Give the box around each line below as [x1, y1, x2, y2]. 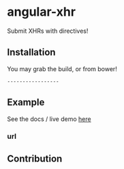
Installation [7, 47, 56, 58]
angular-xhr [7, 4, 76, 20]
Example [7, 96, 45, 108]
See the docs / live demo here [7, 114, 91, 123]
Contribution [7, 153, 63, 164]
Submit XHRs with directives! [7, 27, 89, 35]
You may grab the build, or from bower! [7, 64, 117, 73]
